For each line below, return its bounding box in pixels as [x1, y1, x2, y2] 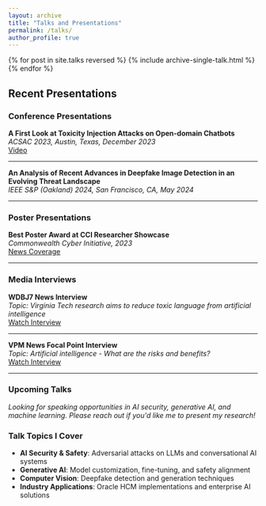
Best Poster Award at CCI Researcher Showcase [8, 230, 170, 240]
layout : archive [8, 11, 62, 20]
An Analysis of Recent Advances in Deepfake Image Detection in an [8, 168, 235, 177]
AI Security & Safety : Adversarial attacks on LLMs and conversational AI [19, 448, 257, 458]
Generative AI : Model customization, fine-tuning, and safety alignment [19, 465, 251, 475]
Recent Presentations [8, 86, 117, 100]
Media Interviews [8, 274, 77, 285]
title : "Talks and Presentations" [8, 19, 123, 27]
